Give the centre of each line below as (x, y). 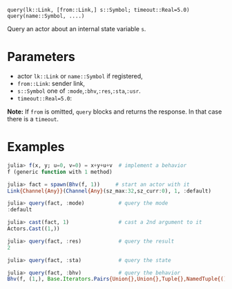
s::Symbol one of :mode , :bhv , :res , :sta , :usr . (79, 91)
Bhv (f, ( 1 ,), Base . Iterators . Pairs (58, 279)
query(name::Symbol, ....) (46, 16)
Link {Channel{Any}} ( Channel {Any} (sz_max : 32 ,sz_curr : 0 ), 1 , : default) (109, 191)
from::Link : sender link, (51, 83)
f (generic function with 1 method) (60, 172)
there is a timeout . (33, 119)
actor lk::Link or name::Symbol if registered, (80, 76)
